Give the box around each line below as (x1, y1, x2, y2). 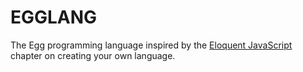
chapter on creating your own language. (10, 49, 176, 61)
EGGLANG (10, 6, 98, 29)
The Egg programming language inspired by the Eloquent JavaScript (10, 39, 293, 51)
